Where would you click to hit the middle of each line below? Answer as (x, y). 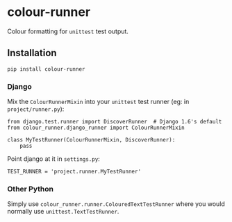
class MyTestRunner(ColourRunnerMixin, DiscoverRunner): (91, 140)
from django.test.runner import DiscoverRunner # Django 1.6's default (115, 122)
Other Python (31, 189)
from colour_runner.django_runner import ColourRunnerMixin (96, 128)
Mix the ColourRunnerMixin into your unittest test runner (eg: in (98, 102)
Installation (32, 53)
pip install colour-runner (46, 69)
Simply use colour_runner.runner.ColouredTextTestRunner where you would (116, 204)
